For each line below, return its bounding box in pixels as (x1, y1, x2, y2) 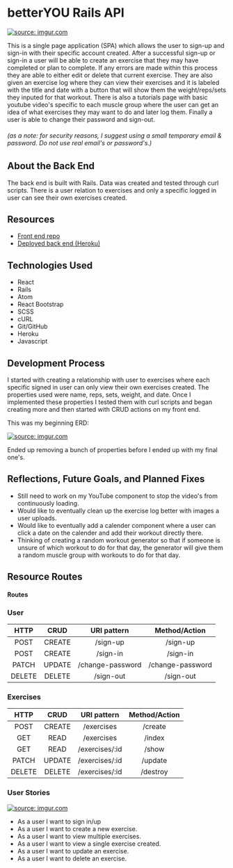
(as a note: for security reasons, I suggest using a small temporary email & (7, 131, 223, 140)
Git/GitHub (17, 322, 48, 331)
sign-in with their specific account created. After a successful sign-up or (7, 49, 216, 57)
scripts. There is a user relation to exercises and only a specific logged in (7, 186, 217, 194)
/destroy (140, 767, 168, 777)
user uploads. (17, 513, 57, 522)
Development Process (7, 357, 106, 369)
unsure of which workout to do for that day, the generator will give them (17, 543, 224, 552)
